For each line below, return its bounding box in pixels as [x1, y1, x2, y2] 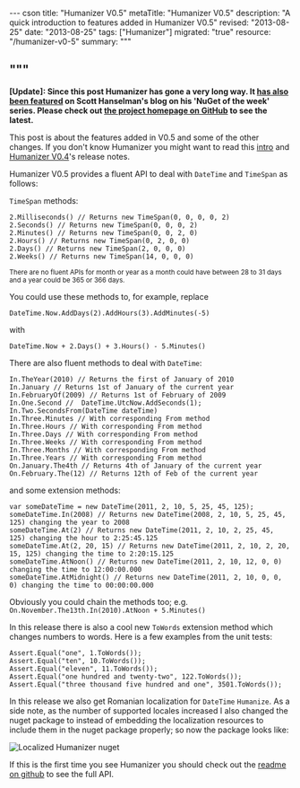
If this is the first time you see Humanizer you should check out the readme [9, 758, 287, 770]
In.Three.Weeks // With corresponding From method [9, 437, 202, 447]
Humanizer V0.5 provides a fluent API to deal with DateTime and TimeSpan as [9, 168, 288, 179]
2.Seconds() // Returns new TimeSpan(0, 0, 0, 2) [9, 220, 199, 230]
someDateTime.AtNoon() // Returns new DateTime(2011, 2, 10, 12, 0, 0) [9, 556, 282, 566]
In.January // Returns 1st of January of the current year [9, 382, 235, 391]
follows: [9, 178, 39, 188]
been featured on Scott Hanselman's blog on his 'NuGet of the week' [9, 95, 270, 106]
